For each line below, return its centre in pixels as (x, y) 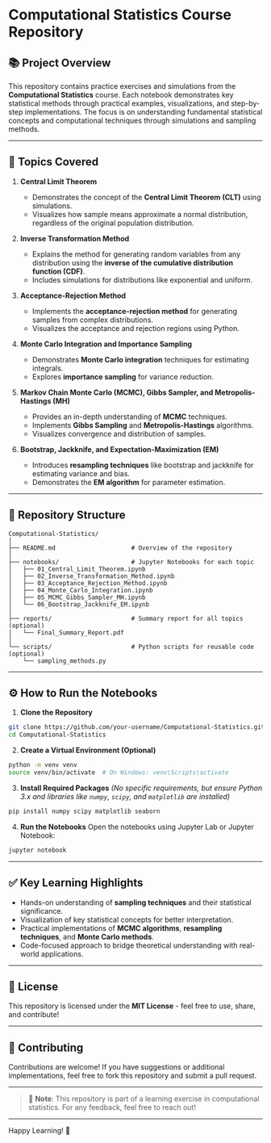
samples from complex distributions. (93, 320)
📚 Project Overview (60, 63)
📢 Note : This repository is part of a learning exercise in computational (144, 1099)
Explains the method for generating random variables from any (136, 254)
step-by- (246, 103)
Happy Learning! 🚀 (40, 1131)
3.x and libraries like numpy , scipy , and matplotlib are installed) (125, 796)
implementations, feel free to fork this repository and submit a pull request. (133, 1076)
